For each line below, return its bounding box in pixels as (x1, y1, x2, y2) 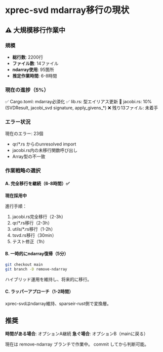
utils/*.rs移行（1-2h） (12, 226, 56, 232)
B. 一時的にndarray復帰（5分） (5, 251, 69, 257)
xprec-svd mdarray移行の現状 (5, 4, 129, 16)
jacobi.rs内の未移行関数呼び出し (12, 147, 78, 153)
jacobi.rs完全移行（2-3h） (12, 213, 66, 219)
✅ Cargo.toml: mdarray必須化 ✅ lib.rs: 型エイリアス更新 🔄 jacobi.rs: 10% (5, 99, 152, 105)
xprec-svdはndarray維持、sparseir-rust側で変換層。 (5, 300, 112, 306)
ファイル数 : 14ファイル (12, 60, 59, 66)
